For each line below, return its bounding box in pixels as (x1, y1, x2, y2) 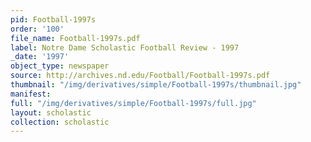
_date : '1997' (10, 52, 70, 62)
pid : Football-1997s (10, 14, 97, 25)
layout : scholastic (10, 107, 92, 118)
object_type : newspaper (10, 61, 110, 71)
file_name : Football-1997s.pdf (10, 33, 141, 43)
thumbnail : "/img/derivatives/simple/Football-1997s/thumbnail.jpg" (10, 80, 302, 90)
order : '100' (10, 24, 65, 34)
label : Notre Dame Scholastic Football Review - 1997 (10, 42, 240, 53)
